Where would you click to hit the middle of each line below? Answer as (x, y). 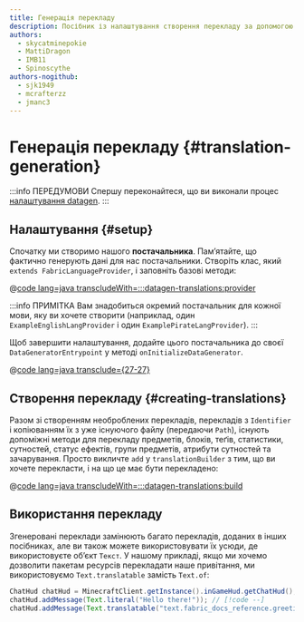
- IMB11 (32, 60)
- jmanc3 (34, 102)
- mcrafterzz (42, 93)
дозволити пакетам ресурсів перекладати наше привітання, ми (132, 565)
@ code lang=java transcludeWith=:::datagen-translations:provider (133, 288)
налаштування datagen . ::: (60, 201)
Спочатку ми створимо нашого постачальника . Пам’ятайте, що (133, 251)
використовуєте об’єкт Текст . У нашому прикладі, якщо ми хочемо (138, 555)
